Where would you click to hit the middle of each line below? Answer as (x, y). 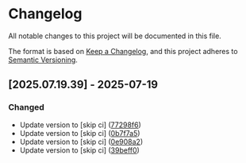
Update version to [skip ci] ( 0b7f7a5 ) (80, 133)
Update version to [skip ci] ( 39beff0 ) (80, 150)
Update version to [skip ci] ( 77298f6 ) (80, 125)
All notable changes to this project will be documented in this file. (115, 36)
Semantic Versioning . (43, 60)
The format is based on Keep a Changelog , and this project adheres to (123, 51)
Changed (27, 107)
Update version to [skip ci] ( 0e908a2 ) (81, 142)
